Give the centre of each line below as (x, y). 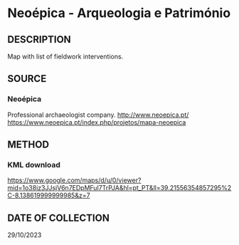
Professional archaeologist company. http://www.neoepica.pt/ (98, 115)
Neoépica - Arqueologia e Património (119, 13)
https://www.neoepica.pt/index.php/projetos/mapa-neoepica (97, 122)
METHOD (28, 145)
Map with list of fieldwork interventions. (65, 56)
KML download (34, 165)
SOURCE (27, 79)
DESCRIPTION (39, 40)
